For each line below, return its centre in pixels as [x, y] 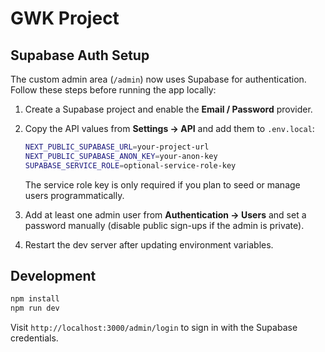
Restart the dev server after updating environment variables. [149, 244]
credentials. [34, 338]
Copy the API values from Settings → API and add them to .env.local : [169, 128]
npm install [35, 299]
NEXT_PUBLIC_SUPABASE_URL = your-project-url [117, 147]
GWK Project [65, 18]
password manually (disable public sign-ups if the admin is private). [164, 225]
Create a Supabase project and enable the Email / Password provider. [168, 109]
